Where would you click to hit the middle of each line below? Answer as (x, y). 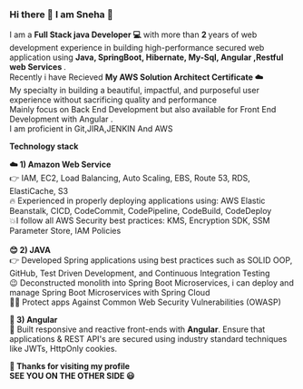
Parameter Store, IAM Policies (65, 231)
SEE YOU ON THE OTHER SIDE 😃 (72, 376)
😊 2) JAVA (30, 250)
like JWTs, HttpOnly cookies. (64, 349)
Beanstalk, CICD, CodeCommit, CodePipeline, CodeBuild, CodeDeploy (141, 211)
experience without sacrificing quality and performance (113, 100)
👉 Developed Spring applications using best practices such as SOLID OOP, (151, 260)
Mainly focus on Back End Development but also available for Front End (143, 110)
